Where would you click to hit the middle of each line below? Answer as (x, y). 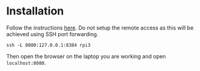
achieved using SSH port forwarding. (52, 34)
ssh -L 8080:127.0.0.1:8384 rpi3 (48, 45)
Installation (35, 11)
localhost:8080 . (26, 63)
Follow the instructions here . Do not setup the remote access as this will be (100, 28)
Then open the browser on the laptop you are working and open (86, 56)
